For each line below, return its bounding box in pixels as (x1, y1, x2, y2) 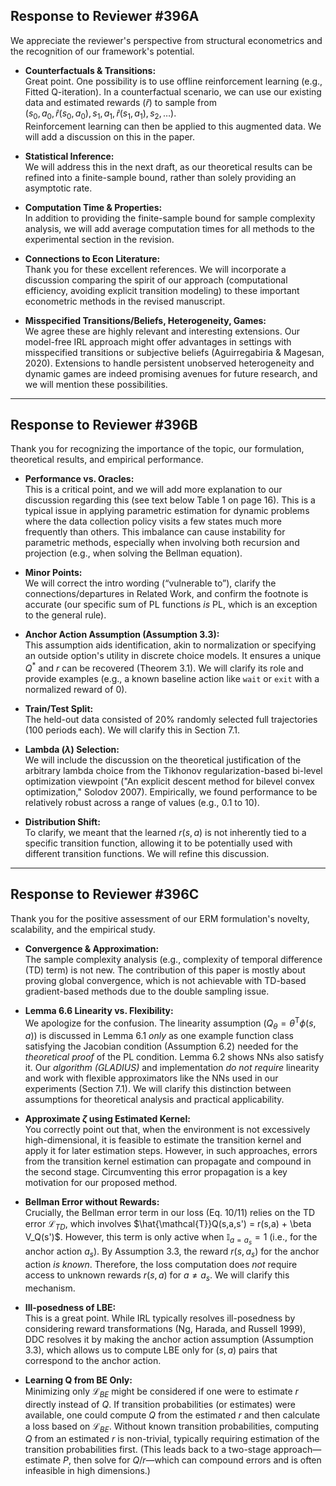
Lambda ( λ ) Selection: (24, 744, 120, 756)
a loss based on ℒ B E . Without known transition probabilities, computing (24, 1420, 320, 1434)
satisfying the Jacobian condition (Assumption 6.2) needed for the (24, 1040, 299, 1053)
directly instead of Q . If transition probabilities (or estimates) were (24, 1398, 296, 1410)
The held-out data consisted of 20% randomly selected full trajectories (24, 714, 318, 726)
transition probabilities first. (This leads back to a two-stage (24, 1444, 272, 1456)
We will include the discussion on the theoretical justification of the (24, 754, 302, 766)
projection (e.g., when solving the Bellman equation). (24, 547, 243, 559)
